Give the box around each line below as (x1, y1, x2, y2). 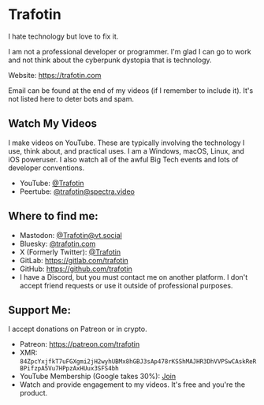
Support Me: (8, 303, 71, 317)
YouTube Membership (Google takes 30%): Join (19, 372, 176, 381)
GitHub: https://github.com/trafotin (19, 264, 132, 273)
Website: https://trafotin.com (8, 70, 102, 80)
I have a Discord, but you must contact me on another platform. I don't (19, 272, 248, 281)
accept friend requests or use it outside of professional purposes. (19, 281, 233, 290)
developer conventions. (8, 163, 85, 173)
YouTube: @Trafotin (19, 178, 84, 188)
